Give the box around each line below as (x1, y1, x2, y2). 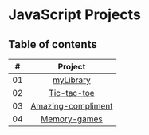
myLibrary (53, 74, 92, 85)
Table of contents (8, 38, 97, 51)
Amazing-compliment (30, 101, 113, 111)
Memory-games (41, 113, 103, 125)
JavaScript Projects (8, 6, 141, 24)
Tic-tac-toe (49, 88, 95, 98)
